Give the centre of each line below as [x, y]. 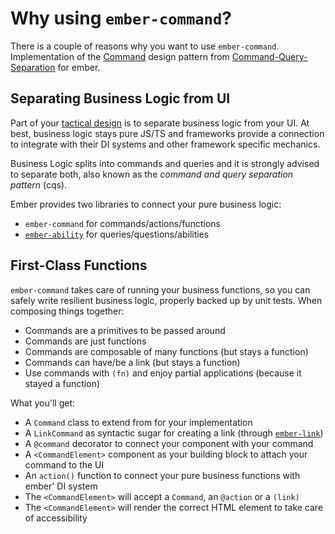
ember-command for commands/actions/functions [122, 223]
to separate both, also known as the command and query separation [152, 174]
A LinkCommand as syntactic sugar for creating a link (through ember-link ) [174, 433]
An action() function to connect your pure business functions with [162, 475]
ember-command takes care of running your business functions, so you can [160, 289]
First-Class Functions [79, 265]
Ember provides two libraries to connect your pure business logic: [146, 204]
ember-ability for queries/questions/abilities [117, 234]
